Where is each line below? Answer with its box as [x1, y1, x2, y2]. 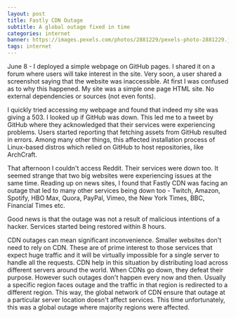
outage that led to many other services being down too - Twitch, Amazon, [7, 187, 221, 194]
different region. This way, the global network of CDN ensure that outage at [7, 289, 225, 296]
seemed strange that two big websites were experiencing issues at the [7, 171, 212, 180]
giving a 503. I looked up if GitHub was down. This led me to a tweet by [7, 113, 214, 121]
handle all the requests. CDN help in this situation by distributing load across [7, 258, 228, 267]
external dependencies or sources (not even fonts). [7, 92, 156, 100]
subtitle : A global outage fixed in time [7, 23, 131, 30]
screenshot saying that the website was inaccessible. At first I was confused [7, 77, 228, 85]
